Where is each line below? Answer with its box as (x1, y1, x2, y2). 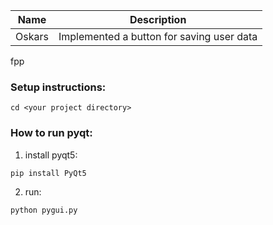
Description (129, 13, 187, 26)
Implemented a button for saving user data (58, 30, 258, 43)
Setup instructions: (10, 80, 107, 94)
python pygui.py (10, 205, 78, 215)
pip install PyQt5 (10, 168, 87, 178)
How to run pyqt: (10, 126, 93, 140)
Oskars (15, 30, 49, 43)
